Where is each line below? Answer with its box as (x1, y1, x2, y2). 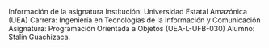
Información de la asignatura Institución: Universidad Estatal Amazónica (8, 7, 248, 16)
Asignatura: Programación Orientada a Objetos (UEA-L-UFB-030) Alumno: (8, 24, 255, 33)
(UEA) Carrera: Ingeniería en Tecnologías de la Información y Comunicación (8, 15, 261, 25)
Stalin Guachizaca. (8, 32, 71, 42)
